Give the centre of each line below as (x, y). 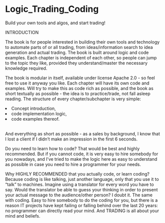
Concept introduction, (34, 108)
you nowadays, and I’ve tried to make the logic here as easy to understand (81, 159)
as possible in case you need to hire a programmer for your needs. (73, 164)
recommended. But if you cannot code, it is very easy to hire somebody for (82, 154)
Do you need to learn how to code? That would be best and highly (72, 148)
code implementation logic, (39, 113)
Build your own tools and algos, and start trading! (55, 23)
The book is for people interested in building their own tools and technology (82, 42)
